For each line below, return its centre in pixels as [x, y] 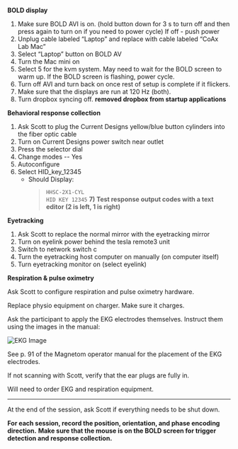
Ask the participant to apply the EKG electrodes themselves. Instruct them [115, 319]
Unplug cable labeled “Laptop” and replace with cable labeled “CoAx [118, 39]
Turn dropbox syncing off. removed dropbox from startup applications [122, 99]
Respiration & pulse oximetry [51, 278]
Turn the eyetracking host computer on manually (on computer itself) [118, 257]
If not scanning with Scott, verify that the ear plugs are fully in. [98, 375]
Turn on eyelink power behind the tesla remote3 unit [93, 241]
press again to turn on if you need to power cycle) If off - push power [118, 32]
